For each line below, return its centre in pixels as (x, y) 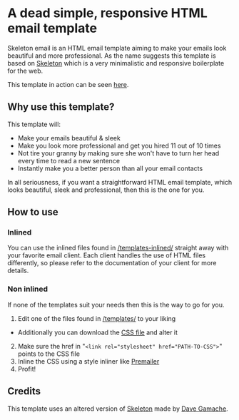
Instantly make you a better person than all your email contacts (110, 168)
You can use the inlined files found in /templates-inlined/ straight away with (118, 248)
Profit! (27, 369)
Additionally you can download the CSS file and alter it (98, 332)
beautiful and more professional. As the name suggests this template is (112, 56)
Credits (24, 391)
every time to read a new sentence (68, 160)
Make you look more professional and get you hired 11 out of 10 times (119, 145)
